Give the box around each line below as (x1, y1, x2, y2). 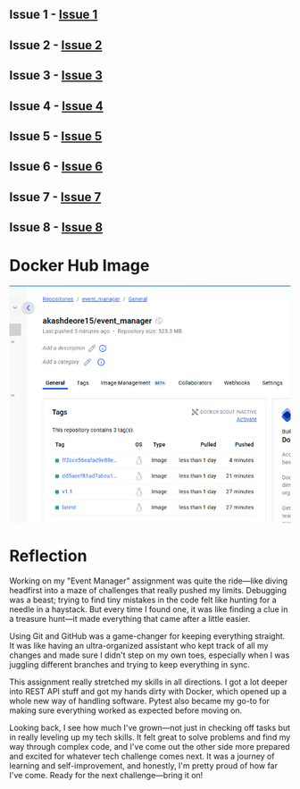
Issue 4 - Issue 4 (9, 98, 104, 113)
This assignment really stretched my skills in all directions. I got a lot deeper (9, 676, 288, 687)
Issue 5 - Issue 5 (9, 129, 103, 144)
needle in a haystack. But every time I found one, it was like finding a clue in (9, 603, 288, 615)
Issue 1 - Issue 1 (9, 7, 98, 22)
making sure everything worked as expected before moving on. (9, 705, 243, 716)
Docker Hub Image (9, 256, 150, 276)
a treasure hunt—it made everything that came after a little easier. (9, 613, 251, 624)
